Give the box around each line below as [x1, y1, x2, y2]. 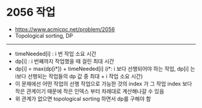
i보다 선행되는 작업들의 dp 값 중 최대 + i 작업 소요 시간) [14, 73, 143, 80]
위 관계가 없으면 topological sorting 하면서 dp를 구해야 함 [14, 95, 151, 102]
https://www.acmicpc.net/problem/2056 [14, 25, 115, 33]
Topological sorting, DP [14, 32, 73, 39]
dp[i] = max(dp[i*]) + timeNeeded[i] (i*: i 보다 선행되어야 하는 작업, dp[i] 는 [14, 65, 195, 72]
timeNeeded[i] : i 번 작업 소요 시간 [14, 50, 97, 57]
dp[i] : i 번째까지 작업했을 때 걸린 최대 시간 [14, 58, 114, 65]
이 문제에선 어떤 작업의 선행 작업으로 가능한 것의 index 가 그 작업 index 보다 [14, 80, 192, 87]
